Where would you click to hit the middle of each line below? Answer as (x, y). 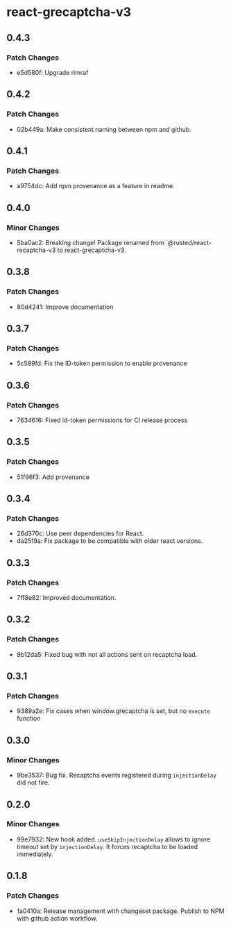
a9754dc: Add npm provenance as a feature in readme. (95, 186)
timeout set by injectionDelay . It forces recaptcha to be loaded (107, 846)
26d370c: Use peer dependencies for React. (80, 534)
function (28, 719)
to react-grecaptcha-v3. (92, 250)
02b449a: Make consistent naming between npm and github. (104, 129)
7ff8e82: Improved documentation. (66, 598)
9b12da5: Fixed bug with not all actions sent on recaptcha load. (107, 654)
